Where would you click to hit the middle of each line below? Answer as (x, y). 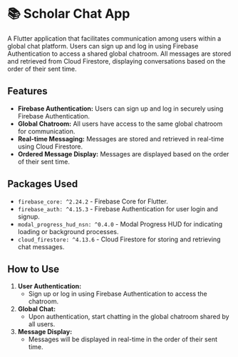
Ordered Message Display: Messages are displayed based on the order (123, 154)
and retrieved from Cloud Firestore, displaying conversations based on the (117, 61)
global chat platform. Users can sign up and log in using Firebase (103, 46)
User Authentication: (50, 286)
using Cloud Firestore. (50, 146)
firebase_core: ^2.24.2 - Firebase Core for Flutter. (93, 201)
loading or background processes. (68, 231)
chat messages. (41, 246)
